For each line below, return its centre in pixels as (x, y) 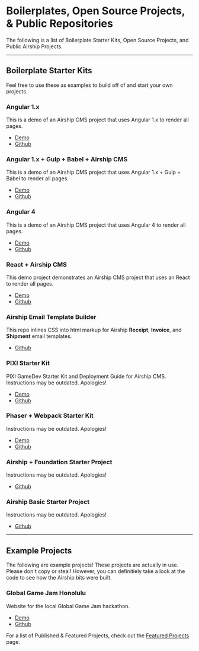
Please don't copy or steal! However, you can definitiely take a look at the (96, 571)
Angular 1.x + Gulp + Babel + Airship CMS (67, 159)
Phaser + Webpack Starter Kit (50, 416)
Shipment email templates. (39, 336)
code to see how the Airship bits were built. (59, 578)
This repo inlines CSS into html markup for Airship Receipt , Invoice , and (94, 330)
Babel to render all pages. (38, 179)
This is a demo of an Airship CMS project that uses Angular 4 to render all (96, 225)
